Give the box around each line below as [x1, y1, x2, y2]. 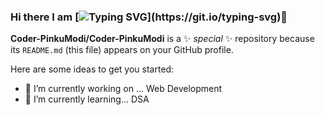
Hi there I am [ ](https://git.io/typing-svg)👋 [10, 10, 288, 24]
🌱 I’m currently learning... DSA [24, 93, 150, 105]
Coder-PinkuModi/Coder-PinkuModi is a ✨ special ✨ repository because [10, 33, 315, 45]
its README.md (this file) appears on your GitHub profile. [10, 44, 234, 56]
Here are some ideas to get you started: [10, 63, 175, 75]
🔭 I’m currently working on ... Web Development [24, 83, 223, 95]
